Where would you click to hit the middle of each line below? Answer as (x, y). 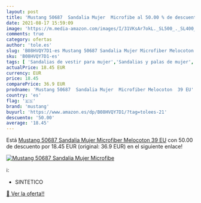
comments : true (25, 34)
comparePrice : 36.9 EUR (36, 84)
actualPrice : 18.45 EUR (36, 67)
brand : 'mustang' (28, 106)
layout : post (22, 12)
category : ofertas (29, 40)
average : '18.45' (28, 123)
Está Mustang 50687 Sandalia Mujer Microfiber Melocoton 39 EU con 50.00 (100, 140)
